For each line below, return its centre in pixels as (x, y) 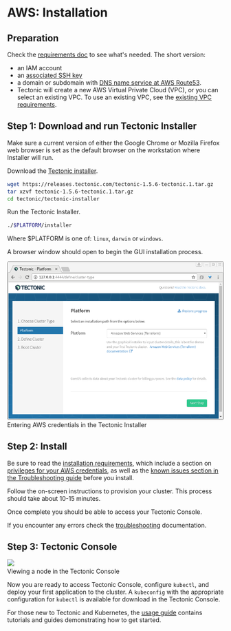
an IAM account (40, 68)
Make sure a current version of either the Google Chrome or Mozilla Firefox (113, 143)
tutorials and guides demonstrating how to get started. (84, 620)
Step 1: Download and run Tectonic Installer (102, 126)
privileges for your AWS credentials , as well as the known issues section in (113, 470)
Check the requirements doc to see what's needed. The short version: (107, 54)
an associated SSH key (49, 75)
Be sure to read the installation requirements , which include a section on (109, 463)
